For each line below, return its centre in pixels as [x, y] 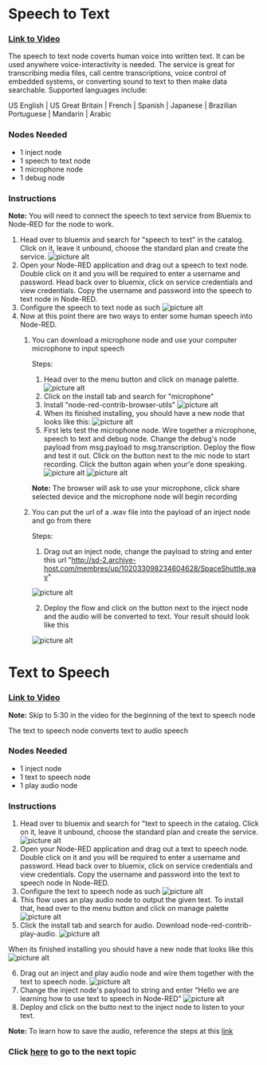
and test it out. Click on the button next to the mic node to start [147, 456]
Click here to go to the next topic [73, 1052]
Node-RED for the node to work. [61, 224]
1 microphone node [51, 169]
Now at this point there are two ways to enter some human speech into [136, 316]
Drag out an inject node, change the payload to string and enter [148, 552]
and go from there [61, 521]
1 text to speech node [55, 777]
